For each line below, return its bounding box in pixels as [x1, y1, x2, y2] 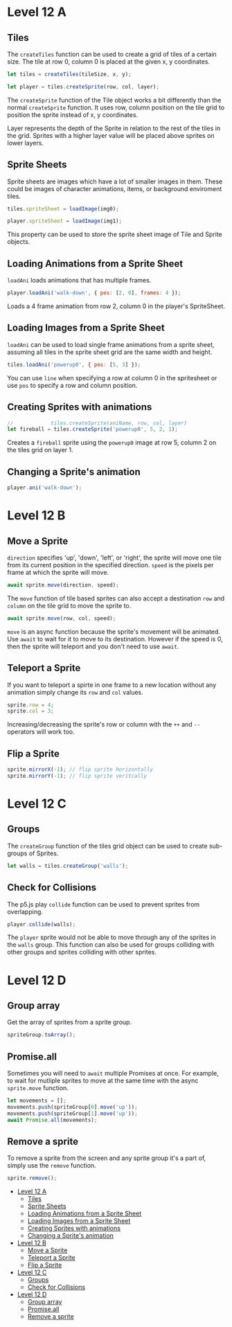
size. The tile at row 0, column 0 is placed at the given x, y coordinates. [7, 57, 210, 66]
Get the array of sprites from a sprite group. [7, 1018, 132, 1026]
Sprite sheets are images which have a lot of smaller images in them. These [7, 177, 223, 186]
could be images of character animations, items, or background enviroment [7, 184, 222, 193]
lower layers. [7, 139, 44, 147]
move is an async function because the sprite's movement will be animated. [7, 627, 220, 636]
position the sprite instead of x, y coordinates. [7, 110, 139, 118]
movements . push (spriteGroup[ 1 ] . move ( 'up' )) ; [7, 1110, 138, 1117]
